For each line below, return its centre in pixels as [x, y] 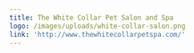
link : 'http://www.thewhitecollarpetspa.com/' [97, 34]
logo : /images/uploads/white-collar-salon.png [97, 26]
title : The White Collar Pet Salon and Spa [92, 18]
